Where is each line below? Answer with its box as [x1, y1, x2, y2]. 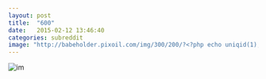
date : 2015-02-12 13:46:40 [8, 26, 105, 34]
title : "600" [8, 19, 56, 27]
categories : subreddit [8, 33, 83, 42]
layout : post [8, 11, 52, 20]
